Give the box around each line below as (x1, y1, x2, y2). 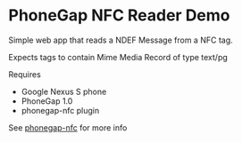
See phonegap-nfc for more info (8, 122, 128, 133)
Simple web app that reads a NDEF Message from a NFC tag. (8, 35, 233, 45)
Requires (8, 68, 41, 80)
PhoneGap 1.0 (21, 95, 73, 106)
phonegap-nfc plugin (21, 105, 100, 115)
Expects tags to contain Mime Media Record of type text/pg (8, 51, 229, 62)
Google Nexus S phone (21, 86, 107, 97)
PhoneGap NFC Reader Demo (8, 5, 230, 26)
